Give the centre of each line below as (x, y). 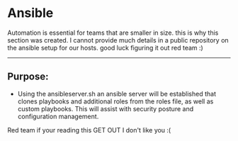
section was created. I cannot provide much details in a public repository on (118, 40)
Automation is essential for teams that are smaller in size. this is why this (113, 33)
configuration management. (58, 116)
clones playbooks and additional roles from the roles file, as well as (115, 101)
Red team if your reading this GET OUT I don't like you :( (89, 130)
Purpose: (28, 77)
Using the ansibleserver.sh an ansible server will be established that (117, 94)
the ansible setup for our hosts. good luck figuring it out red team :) (105, 47)
